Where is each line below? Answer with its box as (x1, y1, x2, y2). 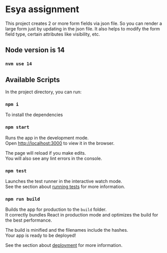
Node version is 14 (5, 46, 65, 54)
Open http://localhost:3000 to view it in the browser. (5, 140, 115, 146)
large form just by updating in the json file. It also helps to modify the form (5, 25, 160, 31)
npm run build (5, 196, 40, 202)
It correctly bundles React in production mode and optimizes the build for (5, 212, 158, 218)
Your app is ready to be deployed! (5, 232, 76, 239)
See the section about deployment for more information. (5, 242, 123, 248)
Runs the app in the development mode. (5, 134, 89, 140)
